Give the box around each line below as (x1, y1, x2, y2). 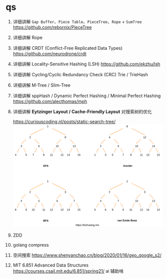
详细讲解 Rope (12, 34, 43, 40)
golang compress (12, 242, 49, 248)
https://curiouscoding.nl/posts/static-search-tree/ (12, 119, 116, 125)
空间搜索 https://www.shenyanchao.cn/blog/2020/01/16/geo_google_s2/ (12, 252, 162, 258)
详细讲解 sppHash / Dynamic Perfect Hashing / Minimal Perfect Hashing (12, 93, 161, 99)
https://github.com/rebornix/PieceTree (12, 24, 92, 30)
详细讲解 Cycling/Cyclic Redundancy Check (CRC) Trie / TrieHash (12, 71, 149, 77)
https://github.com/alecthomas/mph (12, 98, 88, 104)
